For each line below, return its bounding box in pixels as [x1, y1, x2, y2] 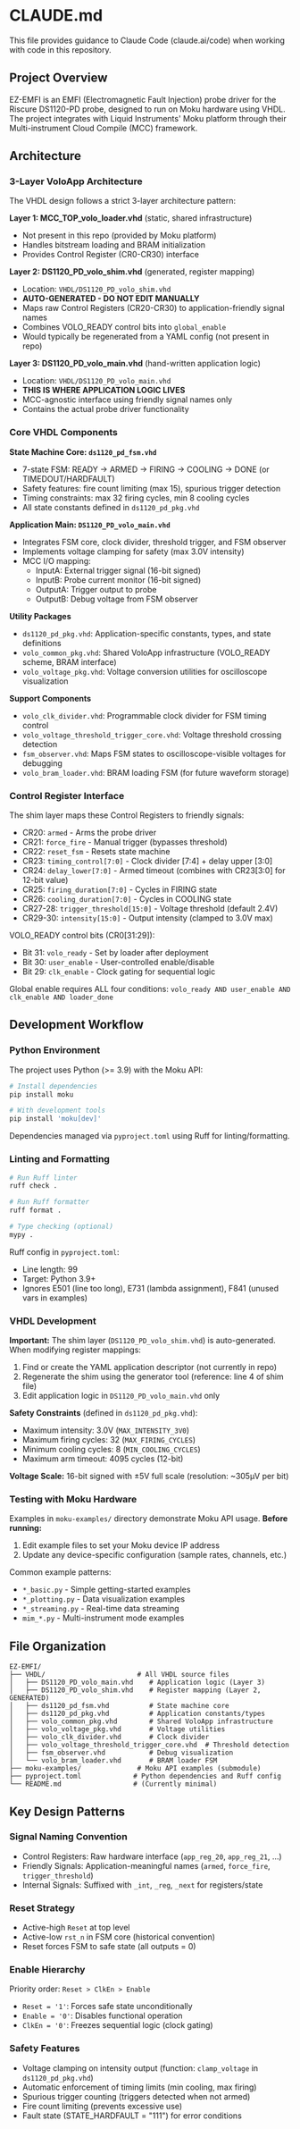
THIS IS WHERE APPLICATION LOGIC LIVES [21, 385, 186, 396]
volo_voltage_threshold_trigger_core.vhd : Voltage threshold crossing [21, 729, 282, 740]
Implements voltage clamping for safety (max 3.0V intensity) [21, 546, 245, 557]
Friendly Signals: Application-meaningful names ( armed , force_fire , [21, 1860, 271, 1871]
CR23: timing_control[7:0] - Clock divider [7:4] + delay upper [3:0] [21, 855, 273, 867]
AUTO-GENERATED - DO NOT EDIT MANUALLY [21, 293, 200, 304]
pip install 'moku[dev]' [9, 1115, 102, 1123]
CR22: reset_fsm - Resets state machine [21, 846, 171, 857]
